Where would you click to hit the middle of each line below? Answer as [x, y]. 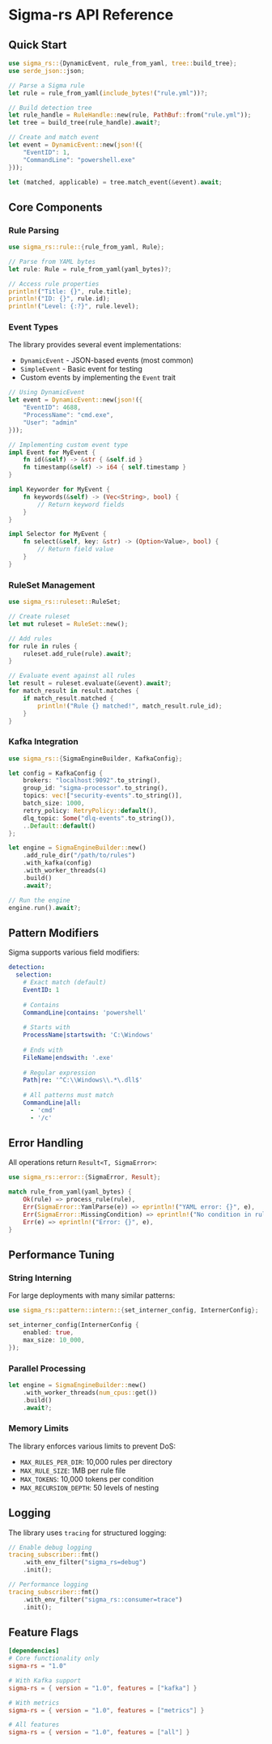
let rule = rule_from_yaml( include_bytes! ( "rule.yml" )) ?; [108, 93]
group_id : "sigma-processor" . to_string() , [96, 788]
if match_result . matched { [68, 698]
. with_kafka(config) [57, 863]
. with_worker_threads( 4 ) [65, 871]
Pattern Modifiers [54, 933]
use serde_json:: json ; [47, 70]
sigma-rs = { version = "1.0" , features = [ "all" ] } [99, 1733]
